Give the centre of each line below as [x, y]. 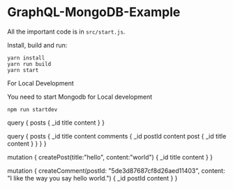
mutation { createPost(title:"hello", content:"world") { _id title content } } [110, 157]
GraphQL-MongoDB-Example [94, 12]
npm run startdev [32, 109]
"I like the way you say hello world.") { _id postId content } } [92, 178]
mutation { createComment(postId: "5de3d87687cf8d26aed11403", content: [116, 170]
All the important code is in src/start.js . [66, 31]
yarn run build [29, 64]
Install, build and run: [37, 45]
